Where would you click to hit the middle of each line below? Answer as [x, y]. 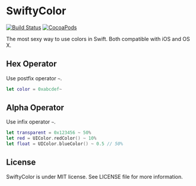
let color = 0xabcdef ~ [34, 89]
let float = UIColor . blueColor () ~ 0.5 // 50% [65, 144]
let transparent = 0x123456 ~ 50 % [49, 133]
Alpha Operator [35, 108]
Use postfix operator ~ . [34, 78]
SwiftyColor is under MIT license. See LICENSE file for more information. [94, 176]
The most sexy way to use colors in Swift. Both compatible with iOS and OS [98, 39]
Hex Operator [32, 64]
